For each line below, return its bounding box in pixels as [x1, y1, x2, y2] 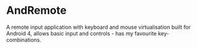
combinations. [6, 36, 41, 43]
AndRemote [6, 4, 67, 17]
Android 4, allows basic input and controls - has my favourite [6, 29, 157, 37]
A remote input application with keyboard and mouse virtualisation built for [6, 23, 191, 31]
